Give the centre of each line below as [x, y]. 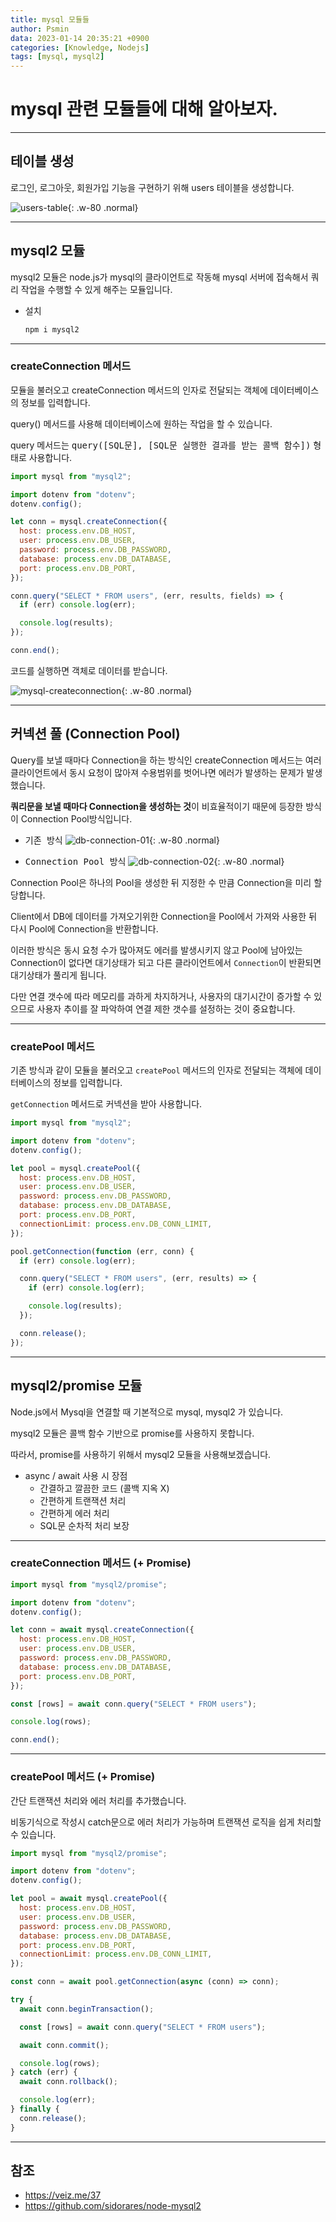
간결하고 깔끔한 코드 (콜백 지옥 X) [104, 1488]
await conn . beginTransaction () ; [87, 2009]
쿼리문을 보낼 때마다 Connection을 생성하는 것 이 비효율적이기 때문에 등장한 [157, 806]
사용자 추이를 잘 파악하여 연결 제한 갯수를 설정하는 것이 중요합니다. [166, 1008]
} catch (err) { [44, 2072]
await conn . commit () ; [64, 2045]
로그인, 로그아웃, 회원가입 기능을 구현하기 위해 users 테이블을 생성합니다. [152, 187]
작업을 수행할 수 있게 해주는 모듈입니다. [96, 289]
